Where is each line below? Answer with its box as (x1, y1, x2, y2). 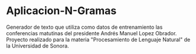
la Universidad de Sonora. (6, 42, 69, 49)
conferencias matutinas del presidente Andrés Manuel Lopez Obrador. (6, 29, 177, 36)
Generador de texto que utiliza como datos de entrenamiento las (6, 23, 163, 31)
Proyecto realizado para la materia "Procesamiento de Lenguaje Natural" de (6, 36, 191, 43)
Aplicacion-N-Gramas (6, 4, 117, 18)
